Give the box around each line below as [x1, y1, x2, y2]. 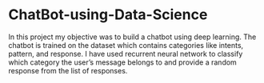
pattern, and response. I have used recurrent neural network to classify [8, 49, 243, 58]
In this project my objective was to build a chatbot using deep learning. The [8, 32, 257, 41]
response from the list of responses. [8, 65, 128, 75]
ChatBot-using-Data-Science [8, 6, 208, 24]
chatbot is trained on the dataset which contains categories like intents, [8, 40, 244, 49]
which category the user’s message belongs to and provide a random [8, 57, 238, 67]
